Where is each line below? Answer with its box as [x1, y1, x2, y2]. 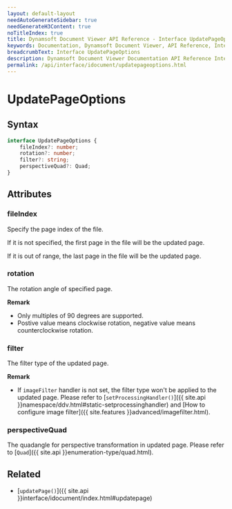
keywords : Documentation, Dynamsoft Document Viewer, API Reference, [7, 42, 212, 49]
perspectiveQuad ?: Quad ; [19, 163, 91, 170]
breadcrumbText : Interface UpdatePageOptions [7, 49, 140, 56]
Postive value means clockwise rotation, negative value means [17, 319, 195, 327]
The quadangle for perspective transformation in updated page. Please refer [7, 441, 224, 450]
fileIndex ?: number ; [19, 143, 79, 151]
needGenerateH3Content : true [7, 23, 91, 30]
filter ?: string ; [19, 156, 70, 163]
